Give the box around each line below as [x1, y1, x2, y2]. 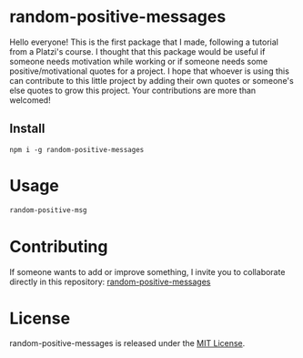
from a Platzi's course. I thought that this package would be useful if [9, 46, 266, 56]
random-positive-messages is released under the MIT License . [9, 338, 246, 349]
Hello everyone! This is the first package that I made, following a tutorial [9, 36, 279, 47]
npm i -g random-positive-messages [9, 145, 145, 154]
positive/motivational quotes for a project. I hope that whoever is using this [9, 66, 289, 77]
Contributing [9, 236, 108, 257]
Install [9, 121, 45, 137]
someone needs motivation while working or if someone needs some [9, 56, 268, 66]
